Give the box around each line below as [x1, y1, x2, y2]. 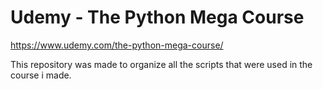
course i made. [10, 69, 72, 81]
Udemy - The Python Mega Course [10, 6, 305, 29]
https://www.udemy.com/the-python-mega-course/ [10, 39, 224, 51]
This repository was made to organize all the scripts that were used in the [10, 58, 313, 70]
